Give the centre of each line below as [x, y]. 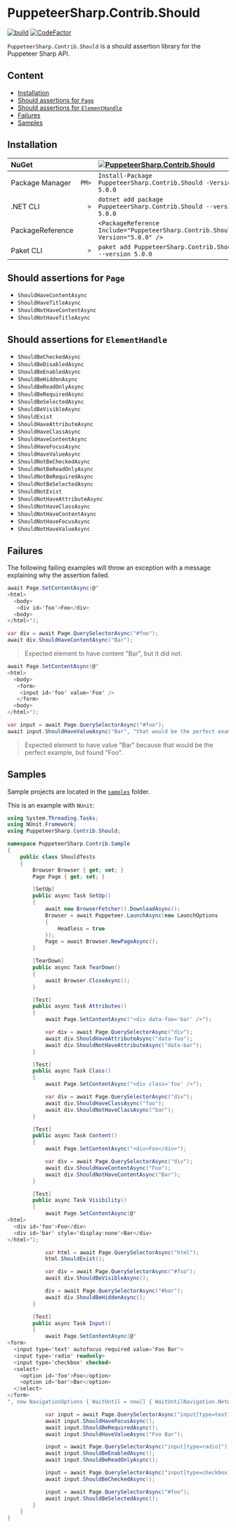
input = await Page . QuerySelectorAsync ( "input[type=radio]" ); [138, 1447]
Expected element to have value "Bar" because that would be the [119, 745]
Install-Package [125, 175]
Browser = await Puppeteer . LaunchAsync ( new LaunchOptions [131, 915]
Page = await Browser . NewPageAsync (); [101, 941]
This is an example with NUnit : [51, 805]
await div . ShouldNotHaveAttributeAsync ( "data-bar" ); [123, 1045]
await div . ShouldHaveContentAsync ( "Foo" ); [108, 1168]
